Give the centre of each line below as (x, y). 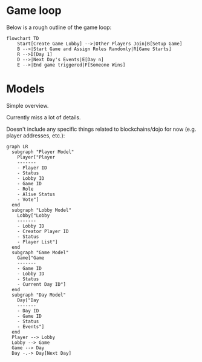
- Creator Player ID (43, 231)
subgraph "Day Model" (39, 295)
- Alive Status (36, 194)
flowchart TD (23, 38)
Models (25, 89)
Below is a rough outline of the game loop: (59, 27)
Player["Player (36, 157)
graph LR (17, 146)
